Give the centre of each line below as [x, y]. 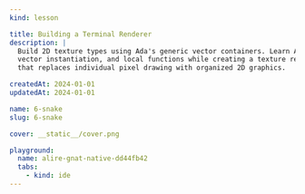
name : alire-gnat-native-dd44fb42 [83, 159]
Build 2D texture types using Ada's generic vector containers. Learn [154, 51]
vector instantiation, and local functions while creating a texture [152, 60]
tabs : [28, 167]
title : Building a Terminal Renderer [81, 34]
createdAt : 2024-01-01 [52, 84]
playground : [32, 150]
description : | [38, 43]
